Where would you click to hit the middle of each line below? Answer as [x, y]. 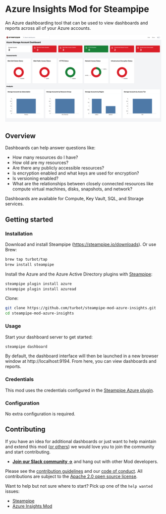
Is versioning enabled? [35, 178]
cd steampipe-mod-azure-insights [40, 313]
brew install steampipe [30, 264]
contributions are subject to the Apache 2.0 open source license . [71, 476]
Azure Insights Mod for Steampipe [77, 9]
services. [14, 204]
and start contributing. [28, 452]
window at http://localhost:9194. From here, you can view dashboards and [81, 361]
